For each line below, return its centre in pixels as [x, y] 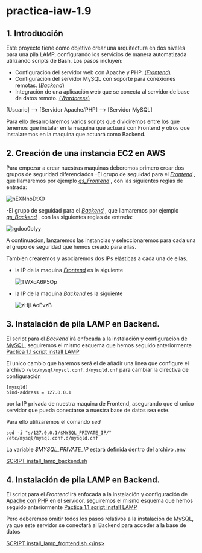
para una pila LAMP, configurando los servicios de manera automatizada [96, 54]
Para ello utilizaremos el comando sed [54, 421]
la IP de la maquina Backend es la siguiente [69, 293]
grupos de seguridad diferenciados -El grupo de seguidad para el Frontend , [101, 174]
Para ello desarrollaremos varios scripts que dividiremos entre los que [93, 121]
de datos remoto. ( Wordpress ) [52, 98]
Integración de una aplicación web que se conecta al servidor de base [102, 91]
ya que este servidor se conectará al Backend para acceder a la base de [96, 525]
